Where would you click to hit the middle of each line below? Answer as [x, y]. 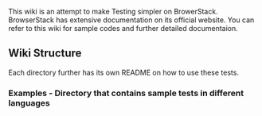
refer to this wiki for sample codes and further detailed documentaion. [123, 28]
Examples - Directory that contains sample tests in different [126, 93]
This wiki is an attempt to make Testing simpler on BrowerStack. [113, 12]
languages [29, 102]
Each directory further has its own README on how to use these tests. [123, 72]
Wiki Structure [45, 54]
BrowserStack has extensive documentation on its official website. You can [131, 20]
